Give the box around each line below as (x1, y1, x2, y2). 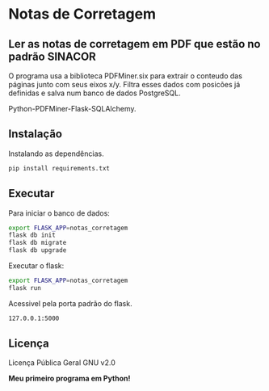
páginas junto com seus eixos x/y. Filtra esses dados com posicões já (8, 80, 241, 89)
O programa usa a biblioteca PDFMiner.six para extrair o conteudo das (8, 71, 242, 81)
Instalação (8, 127, 63, 141)
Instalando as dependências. (8, 149, 104, 158)
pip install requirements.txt (8, 164, 111, 172)
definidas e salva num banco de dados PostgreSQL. (8, 88, 181, 98)
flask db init (8, 231, 57, 239)
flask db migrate (8, 239, 67, 247)
